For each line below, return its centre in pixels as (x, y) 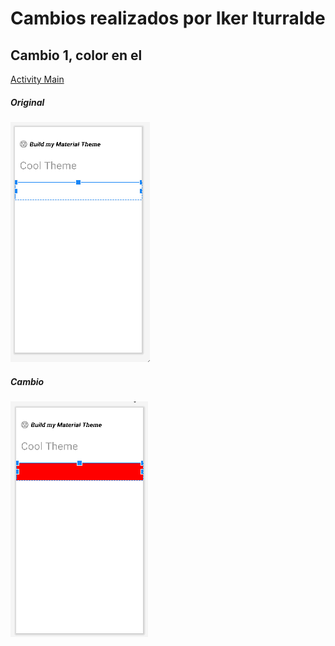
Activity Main (37, 79)
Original (27, 102)
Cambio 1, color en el (76, 55)
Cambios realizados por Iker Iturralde (168, 18)
